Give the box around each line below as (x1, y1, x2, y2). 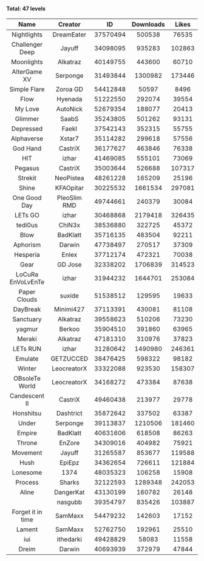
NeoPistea (54, 174, 84, 182)
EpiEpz (59, 458, 80, 467)
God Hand (12, 144, 42, 153)
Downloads (131, 20, 165, 29)
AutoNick (56, 105, 83, 114)
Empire (17, 429, 38, 437)
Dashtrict (56, 409, 83, 418)
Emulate (15, 355, 39, 363)
